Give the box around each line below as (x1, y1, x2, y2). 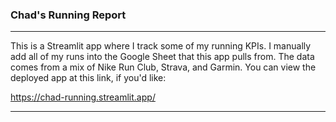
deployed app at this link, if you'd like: (10, 72, 167, 84)
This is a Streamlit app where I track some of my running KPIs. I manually (10, 40, 312, 52)
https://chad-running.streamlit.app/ (10, 91, 156, 103)
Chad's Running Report (10, 8, 127, 22)
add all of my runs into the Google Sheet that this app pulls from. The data (10, 51, 315, 63)
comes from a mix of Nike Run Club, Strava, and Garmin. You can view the (10, 61, 317, 73)
